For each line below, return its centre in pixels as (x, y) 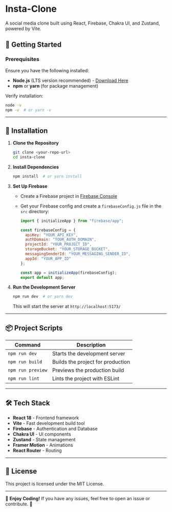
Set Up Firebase (30, 186)
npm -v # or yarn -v (28, 110)
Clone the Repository (36, 143)
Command (28, 345)
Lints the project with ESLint (85, 379)
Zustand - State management (44, 439)
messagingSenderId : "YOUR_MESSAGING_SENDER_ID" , (78, 254)
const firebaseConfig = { (48, 230)
